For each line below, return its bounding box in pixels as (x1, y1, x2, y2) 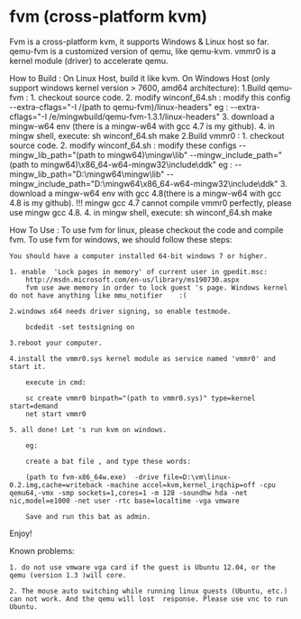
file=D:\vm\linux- (162, 472, 232, 482)
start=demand (9, 402, 59, 411)
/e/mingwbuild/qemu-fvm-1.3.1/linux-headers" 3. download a (49, 111, 275, 122)
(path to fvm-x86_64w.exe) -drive (25, 472, 160, 482)
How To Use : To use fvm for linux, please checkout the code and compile (9, 224, 284, 236)
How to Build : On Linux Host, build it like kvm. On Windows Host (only (9, 72, 270, 83)
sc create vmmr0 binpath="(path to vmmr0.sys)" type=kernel (25, 393, 256, 402)
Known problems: (9, 545, 75, 556)
